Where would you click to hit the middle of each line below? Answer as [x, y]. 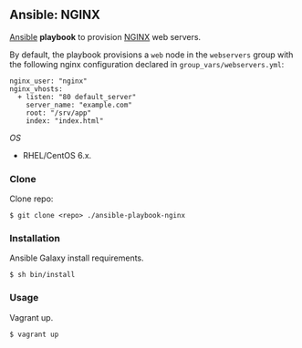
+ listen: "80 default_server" [77, 97]
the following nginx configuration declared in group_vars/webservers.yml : [147, 64]
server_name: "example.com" [79, 105]
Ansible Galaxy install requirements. [77, 258]
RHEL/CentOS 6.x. [57, 155]
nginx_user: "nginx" [49, 81]
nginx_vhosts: [36, 89]
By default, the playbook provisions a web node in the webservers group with [151, 55]
